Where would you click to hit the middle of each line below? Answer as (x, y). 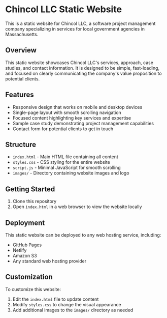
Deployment (25, 223)
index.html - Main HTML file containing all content (65, 157)
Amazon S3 (25, 256)
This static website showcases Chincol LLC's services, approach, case (79, 63)
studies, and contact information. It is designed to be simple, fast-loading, (82, 68)
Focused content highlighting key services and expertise (72, 118)
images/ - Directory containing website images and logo (71, 173)
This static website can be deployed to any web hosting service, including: (83, 235)
